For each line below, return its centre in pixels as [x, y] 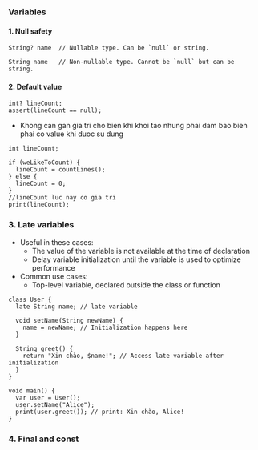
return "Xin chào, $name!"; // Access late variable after [123, 356]
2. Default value [35, 86]
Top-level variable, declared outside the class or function [126, 285]
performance [54, 267]
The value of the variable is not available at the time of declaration [141, 251]
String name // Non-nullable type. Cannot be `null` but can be [121, 62]
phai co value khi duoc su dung [72, 134]
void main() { [32, 391]
